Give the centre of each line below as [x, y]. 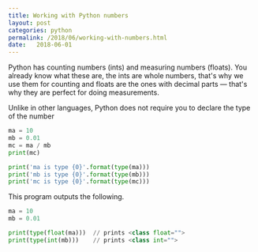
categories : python [40, 30]
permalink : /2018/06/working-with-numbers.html [88, 38]
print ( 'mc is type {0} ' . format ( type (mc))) [79, 182]
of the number [32, 116]
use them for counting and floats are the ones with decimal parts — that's [128, 85]
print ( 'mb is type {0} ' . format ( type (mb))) [79, 175]
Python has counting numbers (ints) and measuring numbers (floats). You [127, 67]
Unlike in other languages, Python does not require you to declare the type [129, 108]
